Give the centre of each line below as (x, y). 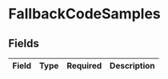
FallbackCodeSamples (85, 14)
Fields (24, 43)
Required (84, 66)
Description (132, 66)
